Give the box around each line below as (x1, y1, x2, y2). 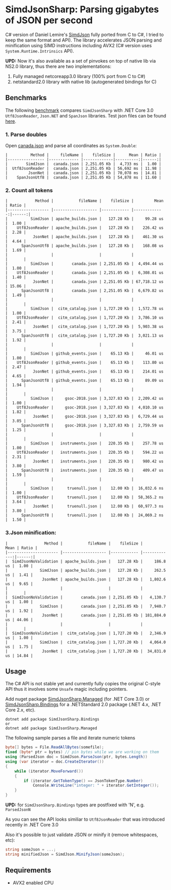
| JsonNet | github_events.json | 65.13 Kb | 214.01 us (5, 369, 164, 374)
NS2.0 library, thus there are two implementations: (5, 63, 112, 69)
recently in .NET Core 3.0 (5, 822, 59, 828)
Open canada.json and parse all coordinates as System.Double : (5, 143, 137, 149)
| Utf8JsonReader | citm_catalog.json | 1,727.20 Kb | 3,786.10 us (5, 315, 164, 320)
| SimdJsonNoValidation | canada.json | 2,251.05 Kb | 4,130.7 (5, 594, 166, 600)
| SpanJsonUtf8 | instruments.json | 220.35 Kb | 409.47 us (5, 468, 164, 473)
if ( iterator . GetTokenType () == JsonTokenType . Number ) (24, 778, 143, 783)
